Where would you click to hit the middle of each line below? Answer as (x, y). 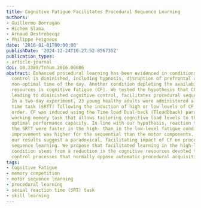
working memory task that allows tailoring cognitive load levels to (100, 117)
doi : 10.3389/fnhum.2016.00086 (45, 67)
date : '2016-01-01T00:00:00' (42, 46)
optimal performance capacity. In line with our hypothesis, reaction (101, 123)
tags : (13, 162)
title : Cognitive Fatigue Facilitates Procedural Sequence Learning (93, 12)
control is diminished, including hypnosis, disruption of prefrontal (101, 79)
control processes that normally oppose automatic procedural (91, 156)
